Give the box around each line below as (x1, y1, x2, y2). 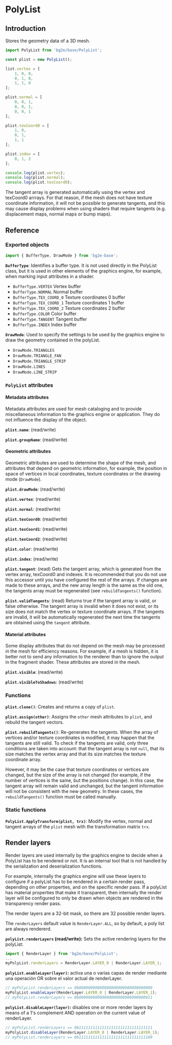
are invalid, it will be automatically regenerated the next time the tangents (5, 614, 161, 620)
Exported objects (5, 241, 49, 248)
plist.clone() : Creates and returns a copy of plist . (5, 704, 116, 710)
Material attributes (5, 631, 46, 637)
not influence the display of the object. (5, 417, 87, 423)
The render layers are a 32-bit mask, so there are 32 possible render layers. (5, 910, 166, 916)
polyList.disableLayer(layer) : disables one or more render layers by (5, 1004, 153, 1010)
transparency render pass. (5, 900, 62, 906)
